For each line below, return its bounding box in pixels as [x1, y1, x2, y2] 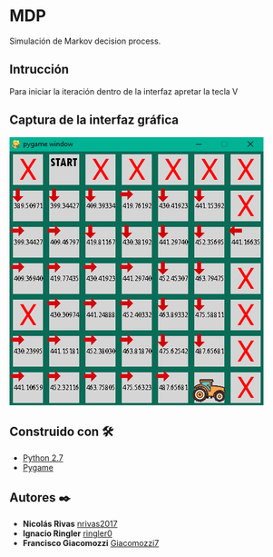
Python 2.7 [22, 453, 63, 463]
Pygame [22, 463, 54, 473]
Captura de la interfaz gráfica [9, 113, 180, 128]
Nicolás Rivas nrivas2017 [22, 519, 118, 530]
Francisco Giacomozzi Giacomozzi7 [22, 538, 160, 549]
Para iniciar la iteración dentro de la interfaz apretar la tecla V [9, 85, 239, 96]
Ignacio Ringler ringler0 [22, 528, 112, 539]
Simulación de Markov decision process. [9, 35, 161, 46]
